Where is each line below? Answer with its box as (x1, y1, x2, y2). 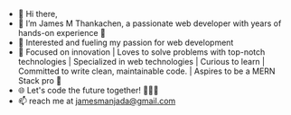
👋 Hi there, (17, 9, 58, 19)
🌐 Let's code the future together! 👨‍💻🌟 (17, 85, 159, 95)
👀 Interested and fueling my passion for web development (17, 37, 234, 48)
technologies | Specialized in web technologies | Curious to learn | (17, 57, 265, 66)
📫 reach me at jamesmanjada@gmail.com (17, 95, 176, 106)
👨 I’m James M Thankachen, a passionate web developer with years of (17, 18, 282, 29)
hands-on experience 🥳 (17, 28, 106, 38)
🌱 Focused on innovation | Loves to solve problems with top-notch (17, 47, 266, 57)
